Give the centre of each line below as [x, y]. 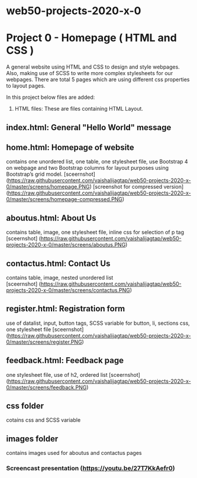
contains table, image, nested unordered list [60, 277]
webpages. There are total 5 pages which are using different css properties [98, 80]
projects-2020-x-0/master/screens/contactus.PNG [68, 290]
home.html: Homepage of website [70, 147]
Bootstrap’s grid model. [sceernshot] [51, 174]
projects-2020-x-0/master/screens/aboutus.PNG [66, 245]
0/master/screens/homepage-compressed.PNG [64, 199]
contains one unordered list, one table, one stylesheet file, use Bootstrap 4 [97, 162]
